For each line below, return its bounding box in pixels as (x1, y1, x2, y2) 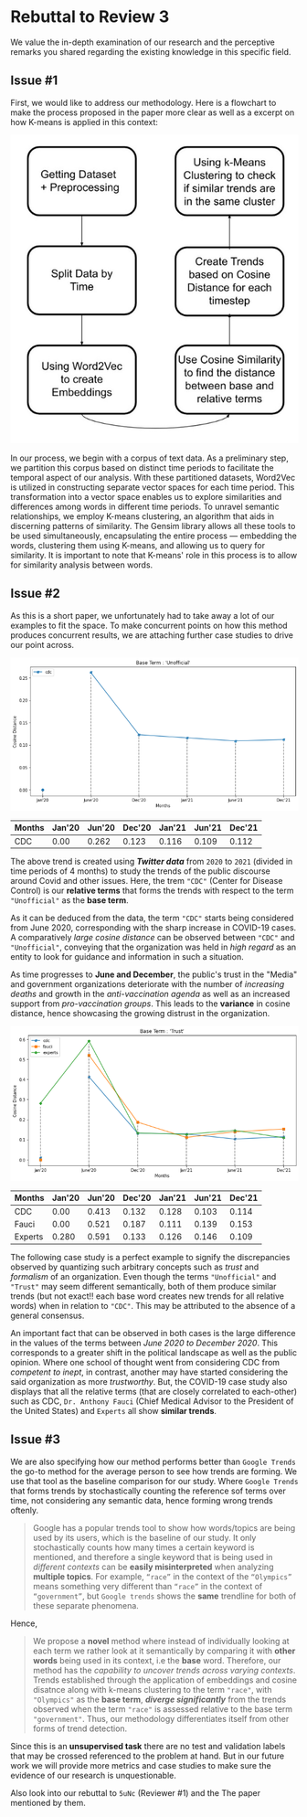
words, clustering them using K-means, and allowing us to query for (10, 539, 266, 550)
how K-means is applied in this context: (10, 116, 159, 127)
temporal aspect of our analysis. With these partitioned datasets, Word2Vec (10, 472, 296, 483)
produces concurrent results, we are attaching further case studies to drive (10, 629, 294, 641)
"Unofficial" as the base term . (10, 895, 129, 906)
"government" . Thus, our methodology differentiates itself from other (32, 1713, 290, 1724)
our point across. (10, 639, 75, 650)
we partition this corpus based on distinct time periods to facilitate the (10, 462, 274, 473)
